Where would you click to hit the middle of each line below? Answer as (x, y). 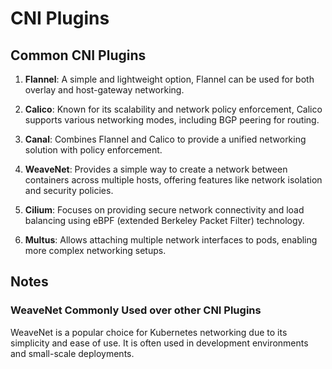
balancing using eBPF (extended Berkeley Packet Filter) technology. (164, 220)
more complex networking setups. (95, 250)
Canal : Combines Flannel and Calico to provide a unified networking (165, 139)
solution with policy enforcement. (93, 150)
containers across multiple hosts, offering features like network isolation (173, 180)
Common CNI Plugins (78, 55)
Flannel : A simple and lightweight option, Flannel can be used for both (169, 79)
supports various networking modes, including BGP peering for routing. (172, 120)
